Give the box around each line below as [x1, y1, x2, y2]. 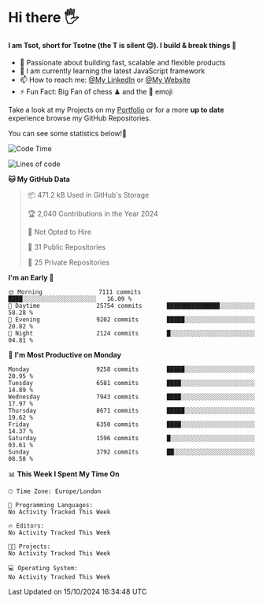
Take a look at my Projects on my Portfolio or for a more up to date [8, 106, 224, 115]
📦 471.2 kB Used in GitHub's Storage [27, 191, 150, 200]
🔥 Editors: [8, 522, 45, 530]
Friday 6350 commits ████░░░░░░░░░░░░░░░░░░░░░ [8, 421, 256, 428]
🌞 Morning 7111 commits [8, 288, 142, 296]
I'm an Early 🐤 [8, 273, 54, 283]
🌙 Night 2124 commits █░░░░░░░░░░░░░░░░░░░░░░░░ [8, 330, 256, 338]
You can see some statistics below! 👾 [8, 129, 128, 139]
